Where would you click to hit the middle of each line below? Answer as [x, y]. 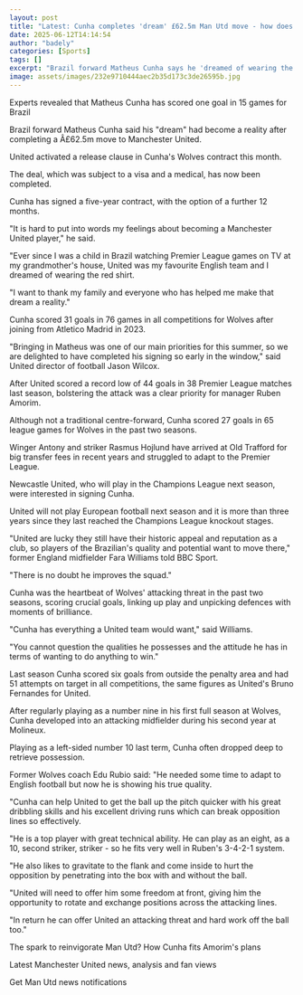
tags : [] [26, 60]
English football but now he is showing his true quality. [111, 784]
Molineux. [28, 730]
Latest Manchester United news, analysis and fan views [113, 964]
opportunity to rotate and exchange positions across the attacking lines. [143, 902]
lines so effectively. [45, 820]
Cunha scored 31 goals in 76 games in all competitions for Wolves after [142, 319]
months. [25, 211]
